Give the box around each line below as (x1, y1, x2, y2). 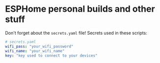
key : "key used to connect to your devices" (5, 53, 98, 58)
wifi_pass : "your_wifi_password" (5, 44, 74, 49)
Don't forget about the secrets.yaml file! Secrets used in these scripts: (5, 30, 147, 36)
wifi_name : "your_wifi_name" (5, 48, 65, 53)
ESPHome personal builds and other (5, 3, 156, 15)
